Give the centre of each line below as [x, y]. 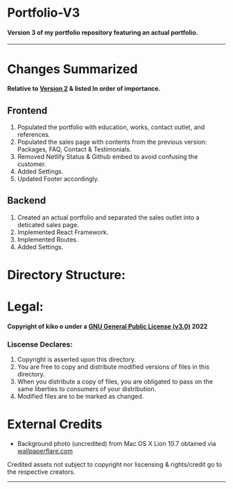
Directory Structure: [67, 275]
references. [34, 134]
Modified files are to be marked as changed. [80, 397]
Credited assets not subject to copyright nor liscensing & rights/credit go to [115, 464]
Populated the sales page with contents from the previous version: [112, 142]
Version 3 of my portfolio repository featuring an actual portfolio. [103, 32]
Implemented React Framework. [63, 232]
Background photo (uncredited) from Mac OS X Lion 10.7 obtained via [116, 444]
